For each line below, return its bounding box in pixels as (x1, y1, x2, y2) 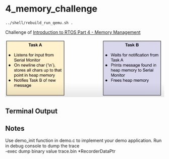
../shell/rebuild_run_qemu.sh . (5, 20, 73, 25)
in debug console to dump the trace (5, 143, 80, 149)
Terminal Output (5, 107, 58, 116)
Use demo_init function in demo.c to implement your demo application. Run (5, 137, 162, 144)
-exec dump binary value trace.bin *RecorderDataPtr (5, 148, 116, 154)
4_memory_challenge (5, 3, 97, 15)
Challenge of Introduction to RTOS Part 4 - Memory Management (5, 29, 141, 35)
